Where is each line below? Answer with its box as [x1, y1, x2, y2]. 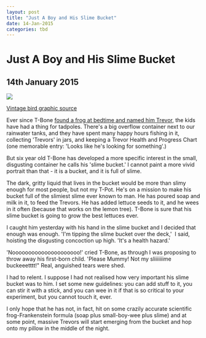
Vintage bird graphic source [6, 105, 77, 112]
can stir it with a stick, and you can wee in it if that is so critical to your [6, 286, 184, 294]
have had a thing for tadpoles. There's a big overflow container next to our [6, 123, 195, 131]
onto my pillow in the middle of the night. [6, 325, 110, 332]
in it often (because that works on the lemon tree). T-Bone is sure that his [6, 205, 192, 213]
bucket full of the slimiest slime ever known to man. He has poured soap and [6, 193, 200, 200]
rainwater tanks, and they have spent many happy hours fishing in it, [6, 129, 180, 137]
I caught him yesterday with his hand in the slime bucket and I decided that [6, 224, 196, 231]
